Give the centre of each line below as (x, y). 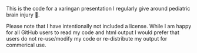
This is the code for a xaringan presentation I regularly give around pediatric (98, 9)
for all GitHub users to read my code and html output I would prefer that (93, 32)
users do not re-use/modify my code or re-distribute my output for (87, 39)
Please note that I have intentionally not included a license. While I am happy (99, 26)
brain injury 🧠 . (23, 15)
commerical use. (26, 45)
